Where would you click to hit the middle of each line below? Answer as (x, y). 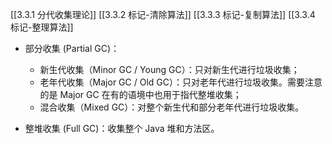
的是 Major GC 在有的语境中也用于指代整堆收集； (140, 94)
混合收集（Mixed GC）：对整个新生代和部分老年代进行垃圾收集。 (172, 107)
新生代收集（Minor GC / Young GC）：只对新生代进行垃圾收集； (169, 69)
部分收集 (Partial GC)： (72, 48)
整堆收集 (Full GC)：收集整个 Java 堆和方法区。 (122, 128)
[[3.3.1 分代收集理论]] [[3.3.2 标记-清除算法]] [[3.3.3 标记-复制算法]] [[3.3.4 (163, 14)
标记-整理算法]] (42, 27)
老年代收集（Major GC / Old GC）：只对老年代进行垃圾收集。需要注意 (181, 82)
